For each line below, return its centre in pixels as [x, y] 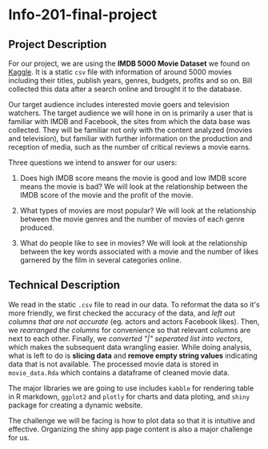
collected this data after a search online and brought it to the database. [125, 89]
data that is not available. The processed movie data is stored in [114, 364]
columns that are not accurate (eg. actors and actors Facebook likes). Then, [134, 321]
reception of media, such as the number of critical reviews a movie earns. [130, 147]
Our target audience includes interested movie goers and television [119, 104]
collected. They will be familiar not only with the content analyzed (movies [130, 130]
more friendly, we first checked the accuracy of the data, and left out [122, 313]
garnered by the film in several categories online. [100, 260]
